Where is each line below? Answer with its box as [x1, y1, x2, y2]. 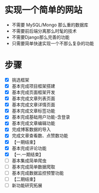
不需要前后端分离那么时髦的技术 [11, 28, 77, 34]
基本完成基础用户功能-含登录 [11, 114, 70, 120]
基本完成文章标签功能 [11, 108, 55, 114]
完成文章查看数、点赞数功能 [11, 133, 68, 139]
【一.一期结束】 [11, 151, 44, 157]
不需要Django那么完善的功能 [11, 34, 70, 40]
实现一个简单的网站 [4, 4, 83, 16]
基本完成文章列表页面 [11, 96, 55, 101]
